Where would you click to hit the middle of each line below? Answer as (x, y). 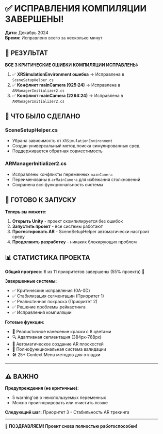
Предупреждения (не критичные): (42, 388)
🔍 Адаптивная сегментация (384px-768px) (57, 337)
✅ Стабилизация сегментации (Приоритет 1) (58, 296)
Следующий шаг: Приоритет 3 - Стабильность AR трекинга (67, 412)
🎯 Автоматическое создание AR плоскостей (58, 344)
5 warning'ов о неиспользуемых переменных (59, 398)
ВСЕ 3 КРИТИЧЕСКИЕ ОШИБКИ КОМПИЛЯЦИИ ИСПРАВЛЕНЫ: (72, 65)
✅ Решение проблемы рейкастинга (49, 307)
